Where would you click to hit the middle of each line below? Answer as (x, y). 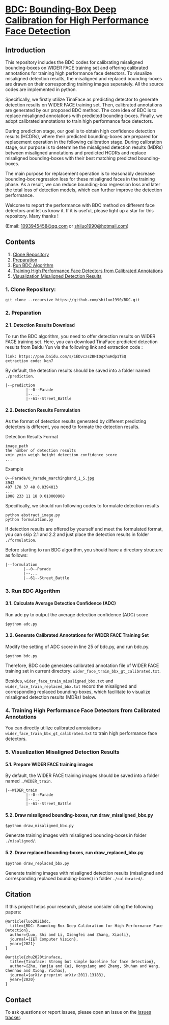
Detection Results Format (32, 437)
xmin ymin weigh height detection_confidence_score (61, 455)
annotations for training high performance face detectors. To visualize (79, 73)
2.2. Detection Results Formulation (43, 410)
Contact (18, 1000)
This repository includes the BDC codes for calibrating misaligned (74, 62)
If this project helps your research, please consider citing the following (79, 907)
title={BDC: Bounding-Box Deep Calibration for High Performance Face (86, 926)
